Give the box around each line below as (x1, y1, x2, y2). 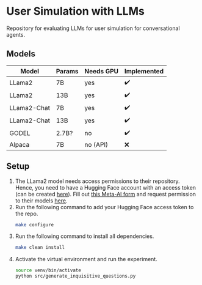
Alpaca (9, 140, 30, 149)
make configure (15, 221, 54, 228)
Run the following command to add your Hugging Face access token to (15, 203, 194, 210)
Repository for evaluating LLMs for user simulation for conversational (6, 24, 180, 32)
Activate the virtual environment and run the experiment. (15, 256, 157, 263)
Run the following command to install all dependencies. (15, 232, 154, 240)
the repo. (15, 210, 38, 217)
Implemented (124, 67, 164, 75)
